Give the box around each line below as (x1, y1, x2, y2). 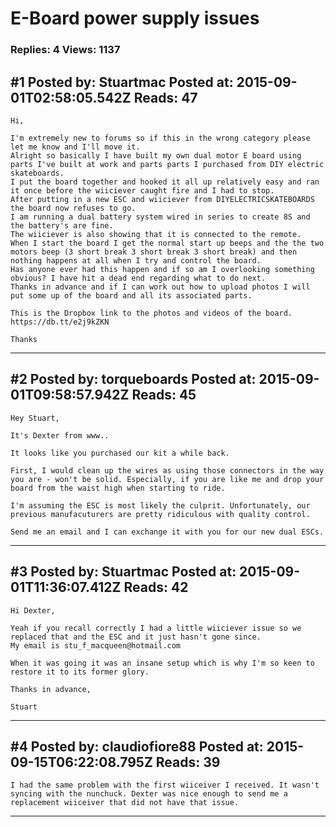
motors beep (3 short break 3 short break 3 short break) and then (10, 247, 298, 257)
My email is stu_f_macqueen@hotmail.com (10, 640, 182, 651)
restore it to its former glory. (10, 667, 150, 677)
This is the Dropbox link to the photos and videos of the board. (10, 308, 293, 318)
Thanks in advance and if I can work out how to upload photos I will (10, 282, 311, 292)
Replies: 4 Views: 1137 (10, 43, 121, 57)
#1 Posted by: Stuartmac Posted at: (10, 73, 234, 91)
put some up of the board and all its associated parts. (10, 290, 253, 301)
